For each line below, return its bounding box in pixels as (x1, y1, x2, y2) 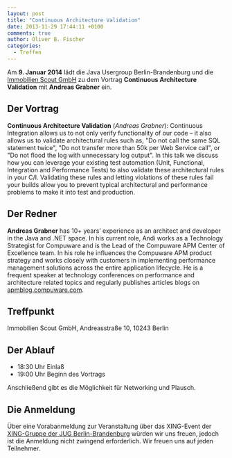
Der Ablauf (7, 344, 55, 356)
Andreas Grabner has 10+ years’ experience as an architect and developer (7, 227, 222, 235)
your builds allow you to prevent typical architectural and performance (7, 180, 208, 188)
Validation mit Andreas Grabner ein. (7, 83, 112, 91)
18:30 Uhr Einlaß (17, 363, 64, 371)
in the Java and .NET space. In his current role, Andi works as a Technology (7, 234, 224, 242)
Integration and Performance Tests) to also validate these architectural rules (7, 165, 224, 174)
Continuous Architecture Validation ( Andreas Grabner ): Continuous (7, 121, 203, 129)
